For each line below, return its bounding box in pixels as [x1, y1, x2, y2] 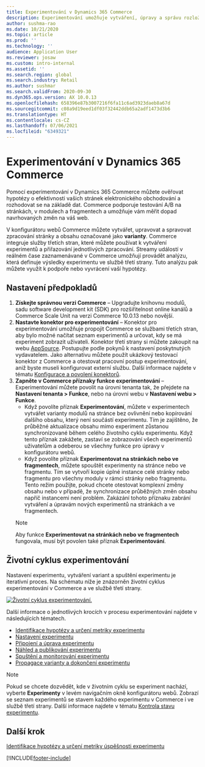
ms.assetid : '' [6, 65, 45, 72]
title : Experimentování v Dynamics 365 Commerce [6, 9, 132, 15]
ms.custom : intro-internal [6, 60, 75, 66]
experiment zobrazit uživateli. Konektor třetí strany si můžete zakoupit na [15, 338, 199, 345]
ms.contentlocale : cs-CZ [6, 117, 70, 123]
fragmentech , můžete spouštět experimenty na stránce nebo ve [24, 462, 186, 469]
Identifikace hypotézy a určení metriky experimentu [15, 626, 145, 634]
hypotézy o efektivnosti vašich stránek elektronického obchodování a [6, 194, 181, 202]
